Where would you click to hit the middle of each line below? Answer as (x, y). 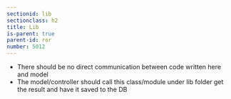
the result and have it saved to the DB (72, 89)
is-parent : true (31, 34)
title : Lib (23, 27)
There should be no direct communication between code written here (119, 67)
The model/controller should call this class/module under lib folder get (120, 82)
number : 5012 (26, 47)
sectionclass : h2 (32, 21)
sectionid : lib (29, 14)
